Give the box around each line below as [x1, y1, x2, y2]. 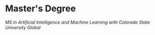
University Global [5, 24, 41, 30]
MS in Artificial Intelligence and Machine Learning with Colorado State [5, 19, 151, 25]
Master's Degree [5, 3, 76, 14]
